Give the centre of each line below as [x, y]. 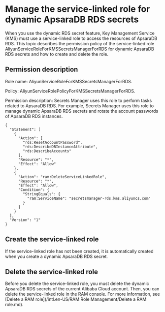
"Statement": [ [25, 129]
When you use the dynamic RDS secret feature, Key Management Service [80, 33]
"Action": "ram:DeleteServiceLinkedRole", [62, 177]
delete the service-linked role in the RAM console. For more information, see [82, 294]
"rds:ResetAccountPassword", [53, 142]
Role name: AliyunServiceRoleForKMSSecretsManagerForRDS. [69, 81]
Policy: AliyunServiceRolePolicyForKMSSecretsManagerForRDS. [70, 91]
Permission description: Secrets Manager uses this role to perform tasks [79, 100]
